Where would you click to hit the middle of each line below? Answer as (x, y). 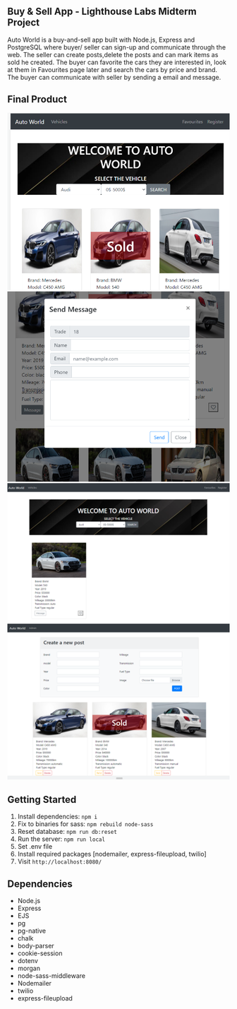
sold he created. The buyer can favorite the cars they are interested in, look (117, 62)
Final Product (37, 99)
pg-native (32, 931)
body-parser (36, 946)
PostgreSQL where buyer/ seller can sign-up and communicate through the (117, 47)
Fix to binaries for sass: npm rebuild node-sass (85, 824)
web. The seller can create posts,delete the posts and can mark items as (113, 54)
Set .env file (35, 847)
